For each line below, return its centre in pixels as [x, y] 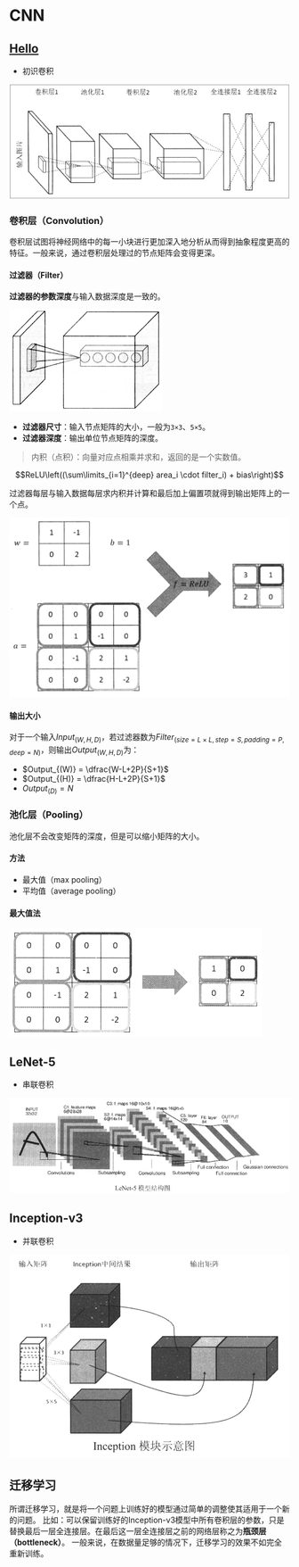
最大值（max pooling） [64, 880]
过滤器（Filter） [39, 275]
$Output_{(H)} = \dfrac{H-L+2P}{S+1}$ [94, 778]
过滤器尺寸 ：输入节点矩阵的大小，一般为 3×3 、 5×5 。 [116, 427]
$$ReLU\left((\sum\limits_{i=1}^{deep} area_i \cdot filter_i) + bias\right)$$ [149, 475]
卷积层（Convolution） [59, 220]
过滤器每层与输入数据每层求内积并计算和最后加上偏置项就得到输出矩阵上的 [145, 493]
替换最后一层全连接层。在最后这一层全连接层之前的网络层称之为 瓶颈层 [138, 1530]
